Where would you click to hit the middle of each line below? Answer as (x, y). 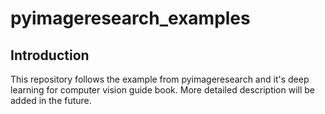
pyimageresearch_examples (130, 18)
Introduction (50, 55)
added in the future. (51, 100)
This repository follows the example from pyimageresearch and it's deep (160, 79)
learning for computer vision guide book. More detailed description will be (163, 90)
